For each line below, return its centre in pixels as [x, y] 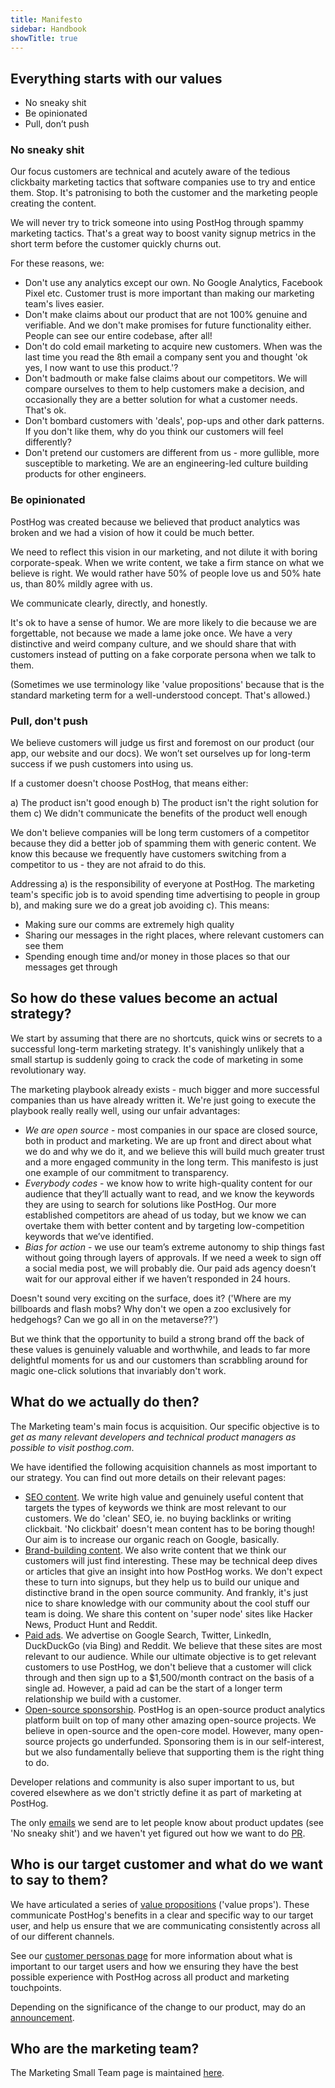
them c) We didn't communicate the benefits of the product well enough [159, 813]
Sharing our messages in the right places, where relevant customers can [174, 935]
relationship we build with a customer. [103, 1698]
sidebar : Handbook [48, 29]
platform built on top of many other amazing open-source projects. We [170, 1720]
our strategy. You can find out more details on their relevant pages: [148, 1477]
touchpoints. [36, 1987]
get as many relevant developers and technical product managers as [153, 1437]
